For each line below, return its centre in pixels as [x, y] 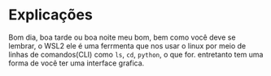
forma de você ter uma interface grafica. [76, 63]
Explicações [51, 15]
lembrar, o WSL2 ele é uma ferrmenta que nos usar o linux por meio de [127, 45]
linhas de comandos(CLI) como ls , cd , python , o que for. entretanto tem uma [136, 54]
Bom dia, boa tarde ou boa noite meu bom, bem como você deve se [122, 37]
